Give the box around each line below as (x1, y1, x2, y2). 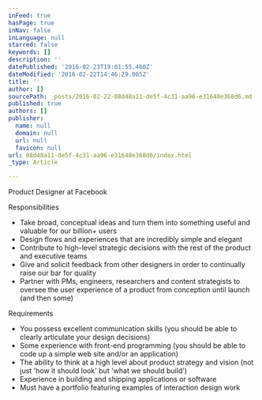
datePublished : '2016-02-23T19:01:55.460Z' (8, 63, 154, 71)
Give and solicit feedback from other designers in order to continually (19, 260, 246, 270)
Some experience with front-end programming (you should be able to (19, 341, 246, 350)
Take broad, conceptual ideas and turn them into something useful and (19, 218, 251, 228)
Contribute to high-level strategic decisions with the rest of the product (19, 243, 251, 253)
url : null (15, 136, 47, 145)
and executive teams (19, 251, 88, 261)
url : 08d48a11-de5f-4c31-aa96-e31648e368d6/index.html (8, 151, 193, 159)
